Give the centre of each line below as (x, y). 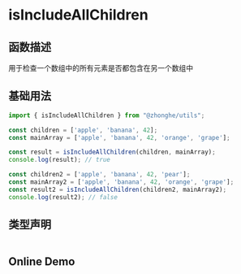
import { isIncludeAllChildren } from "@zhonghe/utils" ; (107, 115)
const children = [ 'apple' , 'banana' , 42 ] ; (83, 130)
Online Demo (42, 261)
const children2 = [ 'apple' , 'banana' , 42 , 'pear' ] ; (99, 175)
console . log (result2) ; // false (63, 197)
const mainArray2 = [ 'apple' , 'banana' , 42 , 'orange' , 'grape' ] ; (121, 182)
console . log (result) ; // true (60, 160)
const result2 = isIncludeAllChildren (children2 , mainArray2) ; (118, 189)
